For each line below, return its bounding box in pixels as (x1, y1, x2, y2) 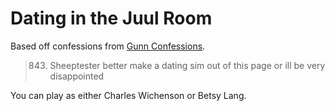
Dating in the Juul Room (10, 7, 213, 30)
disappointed (49, 70, 105, 82)
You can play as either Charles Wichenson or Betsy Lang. (10, 89, 247, 101)
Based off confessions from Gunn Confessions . (10, 40, 206, 52)
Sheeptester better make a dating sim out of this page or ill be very (49, 59, 326, 71)
